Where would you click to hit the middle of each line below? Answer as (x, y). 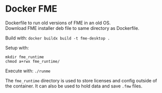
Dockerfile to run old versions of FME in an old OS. (58, 23)
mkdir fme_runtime (25, 57)
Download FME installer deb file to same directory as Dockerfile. (72, 28)
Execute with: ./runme (28, 71)
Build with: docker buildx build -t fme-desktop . (58, 38)
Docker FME (31, 9)
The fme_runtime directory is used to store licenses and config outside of (81, 80)
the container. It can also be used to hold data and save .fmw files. (74, 86)
